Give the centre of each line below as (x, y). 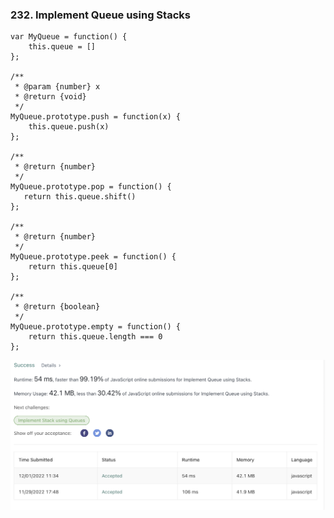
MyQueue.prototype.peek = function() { (93, 257)
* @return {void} (50, 97)
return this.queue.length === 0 (95, 337)
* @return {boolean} (57, 307)
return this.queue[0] (73, 267)
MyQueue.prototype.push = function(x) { (96, 117)
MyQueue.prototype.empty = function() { (96, 327)
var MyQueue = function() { (69, 37)
